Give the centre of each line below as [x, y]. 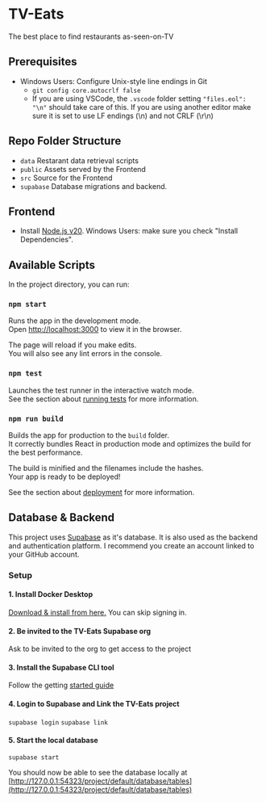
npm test [25, 374]
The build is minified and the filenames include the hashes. [106, 468]
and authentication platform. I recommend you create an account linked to [131, 545]
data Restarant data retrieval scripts [79, 160]
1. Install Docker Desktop [51, 594]
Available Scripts [52, 265]
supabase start [34, 757]
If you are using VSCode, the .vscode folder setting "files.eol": [139, 99]
